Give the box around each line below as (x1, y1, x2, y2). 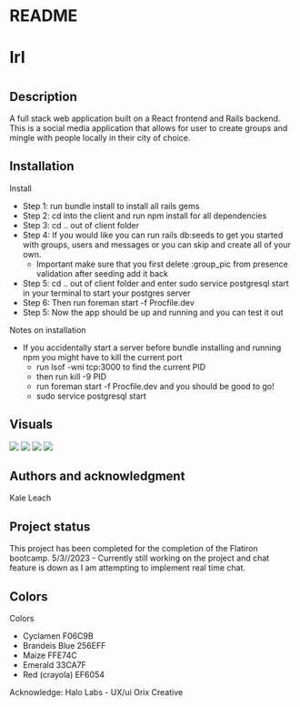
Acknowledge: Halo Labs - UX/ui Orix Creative (9, 687, 184, 698)
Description (9, 88, 77, 105)
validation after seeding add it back (35, 268, 168, 278)
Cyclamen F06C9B (22, 631, 94, 641)
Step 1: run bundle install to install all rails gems (22, 200, 200, 211)
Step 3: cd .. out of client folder (22, 219, 140, 230)
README (9, 5, 78, 26)
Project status (9, 519, 91, 534)
